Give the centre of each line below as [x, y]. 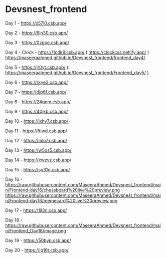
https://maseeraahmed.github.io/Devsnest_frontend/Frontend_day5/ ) [77, 72]
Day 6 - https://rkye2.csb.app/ [37, 82]
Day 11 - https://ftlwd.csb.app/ [36, 131]
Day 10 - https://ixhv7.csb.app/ [37, 121]
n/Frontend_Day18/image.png [36, 230]
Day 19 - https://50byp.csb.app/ [38, 240]
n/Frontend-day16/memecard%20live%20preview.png [61, 200]
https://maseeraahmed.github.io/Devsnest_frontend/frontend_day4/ [75, 57]
